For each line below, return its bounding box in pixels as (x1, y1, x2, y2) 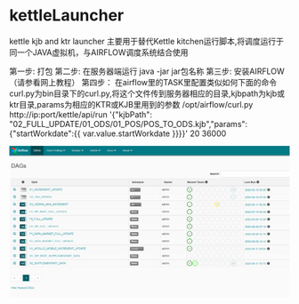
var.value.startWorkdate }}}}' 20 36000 (82, 128, 227, 139)
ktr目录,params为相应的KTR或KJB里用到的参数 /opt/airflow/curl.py (9, 99, 254, 109)
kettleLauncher (9, 5, 125, 26)
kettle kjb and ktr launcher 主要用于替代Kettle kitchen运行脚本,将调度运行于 (9, 36, 285, 46)
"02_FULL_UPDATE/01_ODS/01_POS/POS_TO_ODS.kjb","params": (9, 118, 248, 129)
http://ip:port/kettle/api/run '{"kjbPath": (9, 108, 153, 120)
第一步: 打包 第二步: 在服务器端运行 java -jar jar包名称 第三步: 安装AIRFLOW (9, 66, 285, 76)
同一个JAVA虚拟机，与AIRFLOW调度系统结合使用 (9, 46, 189, 58)
